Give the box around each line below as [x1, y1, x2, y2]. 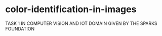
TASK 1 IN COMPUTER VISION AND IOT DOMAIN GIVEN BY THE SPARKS [5, 20, 157, 26]
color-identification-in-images [5, 4, 137, 15]
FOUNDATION [5, 25, 35, 31]
